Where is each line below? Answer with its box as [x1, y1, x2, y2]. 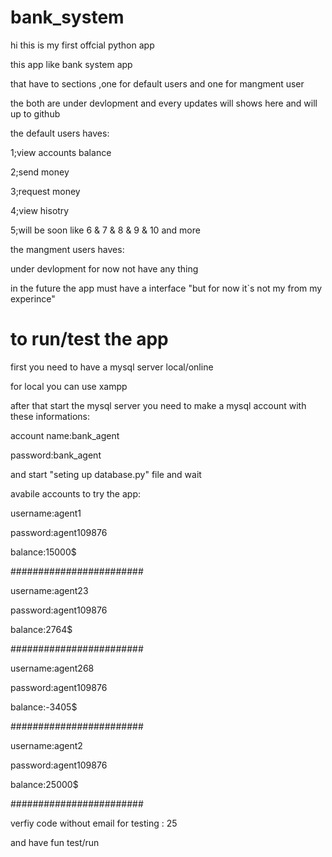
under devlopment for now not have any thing [10, 262, 199, 275]
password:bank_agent [10, 449, 102, 461]
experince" [10, 292, 56, 305]
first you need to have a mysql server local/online [10, 361, 214, 373]
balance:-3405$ [10, 701, 78, 713]
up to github [10, 107, 61, 120]
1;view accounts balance [10, 146, 112, 158]
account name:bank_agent [10, 429, 120, 441]
